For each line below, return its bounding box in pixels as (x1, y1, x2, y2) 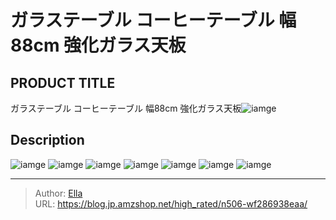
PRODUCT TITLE (10, 74, 116, 91)
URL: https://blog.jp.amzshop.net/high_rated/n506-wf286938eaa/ (34, 197, 308, 210)
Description (10, 132, 85, 149)
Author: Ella (34, 187, 83, 199)
